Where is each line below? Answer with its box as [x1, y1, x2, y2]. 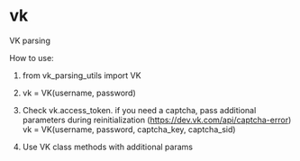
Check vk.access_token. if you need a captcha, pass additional [22, 104, 257, 115]
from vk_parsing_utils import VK [22, 69, 141, 81]
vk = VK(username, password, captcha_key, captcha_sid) [22, 123, 236, 135]
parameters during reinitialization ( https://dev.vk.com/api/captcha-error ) [22, 114, 292, 125]
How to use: [9, 52, 54, 63]
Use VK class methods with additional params [22, 141, 194, 152]
